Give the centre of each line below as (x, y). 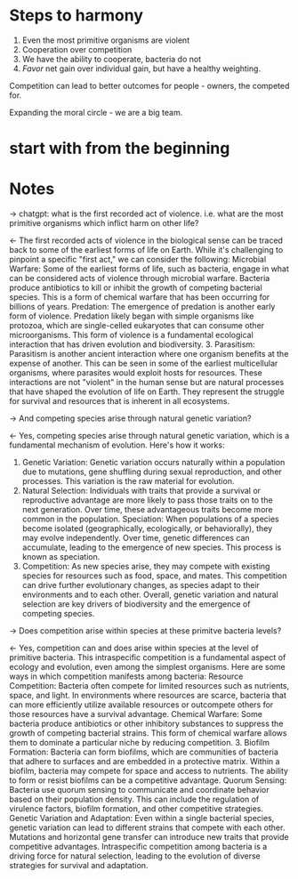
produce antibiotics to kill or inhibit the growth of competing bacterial (136, 288)
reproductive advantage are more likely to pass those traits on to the (147, 500)
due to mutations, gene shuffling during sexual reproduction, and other (152, 472)
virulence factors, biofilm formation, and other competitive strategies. (137, 809)
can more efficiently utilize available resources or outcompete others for (141, 705)
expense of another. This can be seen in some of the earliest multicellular (144, 363)
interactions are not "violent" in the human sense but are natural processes (147, 383)
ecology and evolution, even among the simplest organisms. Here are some (148, 667)
